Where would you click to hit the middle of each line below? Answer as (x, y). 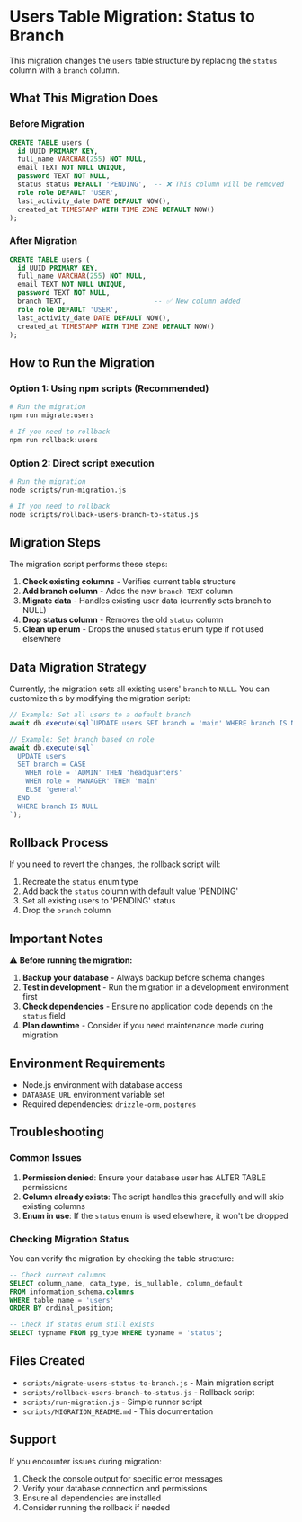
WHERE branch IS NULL (58, 806)
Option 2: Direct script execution (82, 463)
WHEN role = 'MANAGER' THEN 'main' (92, 781)
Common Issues (46, 1158)
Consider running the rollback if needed (96, 1507)
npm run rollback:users (54, 440)
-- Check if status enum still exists (82, 1325)
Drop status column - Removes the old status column (123, 620)
